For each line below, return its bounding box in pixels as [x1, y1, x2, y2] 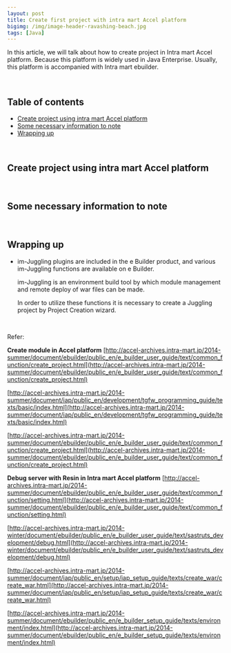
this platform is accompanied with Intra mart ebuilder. [7, 63, 159, 71]
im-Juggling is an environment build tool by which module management [17, 278, 221, 286]
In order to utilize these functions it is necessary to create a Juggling [17, 298, 212, 307]
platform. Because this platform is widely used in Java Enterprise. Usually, [7, 56, 218, 64]
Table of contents [7, 96, 84, 107]
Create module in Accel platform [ [7, 346, 106, 354]
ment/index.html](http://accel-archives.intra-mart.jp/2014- [7, 623, 174, 632]
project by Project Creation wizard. [17, 306, 117, 314]
